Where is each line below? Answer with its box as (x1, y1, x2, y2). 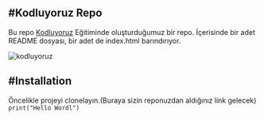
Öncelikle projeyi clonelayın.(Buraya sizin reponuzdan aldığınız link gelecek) (8, 95, 257, 105)
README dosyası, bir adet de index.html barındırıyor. (8, 36, 181, 45)
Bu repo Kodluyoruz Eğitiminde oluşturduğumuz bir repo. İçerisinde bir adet (8, 27, 256, 37)
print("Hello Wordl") (8, 103, 80, 112)
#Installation (8, 75, 72, 88)
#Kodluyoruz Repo (8, 6, 103, 20)
